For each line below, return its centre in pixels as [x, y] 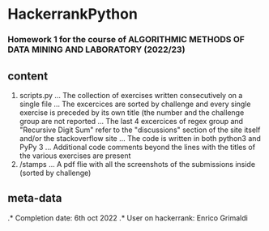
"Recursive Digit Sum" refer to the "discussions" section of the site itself [140, 130]
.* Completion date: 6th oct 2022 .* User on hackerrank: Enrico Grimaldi [128, 218]
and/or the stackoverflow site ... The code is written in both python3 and [140, 138]
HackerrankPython [73, 14]
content [28, 76]
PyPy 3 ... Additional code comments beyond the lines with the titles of [137, 147]
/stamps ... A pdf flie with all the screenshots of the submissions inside [137, 164]
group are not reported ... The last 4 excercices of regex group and [131, 121]
